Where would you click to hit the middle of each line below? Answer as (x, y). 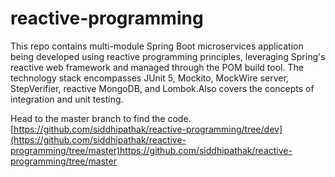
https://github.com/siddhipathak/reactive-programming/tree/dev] (148, 129)
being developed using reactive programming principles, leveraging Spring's (168, 56)
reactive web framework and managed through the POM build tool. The (157, 67)
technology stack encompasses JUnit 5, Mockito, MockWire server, (149, 78)
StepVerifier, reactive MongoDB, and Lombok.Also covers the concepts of (162, 88)
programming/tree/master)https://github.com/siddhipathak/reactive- (151, 150)
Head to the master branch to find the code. (101, 118)
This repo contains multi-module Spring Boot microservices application (157, 46)
